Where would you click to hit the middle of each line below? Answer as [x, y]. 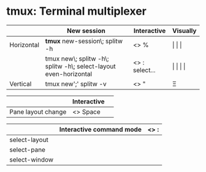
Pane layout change [38, 111]
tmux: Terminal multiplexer [77, 11]
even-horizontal [69, 73]
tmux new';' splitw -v [76, 84]
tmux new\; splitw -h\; [77, 58]
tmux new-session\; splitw [84, 41]
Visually [185, 31]
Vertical [21, 84]
